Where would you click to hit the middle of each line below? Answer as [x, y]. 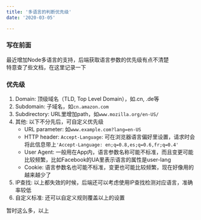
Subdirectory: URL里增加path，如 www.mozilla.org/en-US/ [87, 114]
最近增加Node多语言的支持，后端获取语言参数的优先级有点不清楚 [87, 60]
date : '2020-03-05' [31, 18]
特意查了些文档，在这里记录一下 [46, 67]
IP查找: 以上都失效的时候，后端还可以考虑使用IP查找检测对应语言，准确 [104, 182]
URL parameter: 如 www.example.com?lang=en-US [83, 129]
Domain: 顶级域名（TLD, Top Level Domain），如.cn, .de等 [87, 99]
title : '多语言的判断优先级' [39, 12]
